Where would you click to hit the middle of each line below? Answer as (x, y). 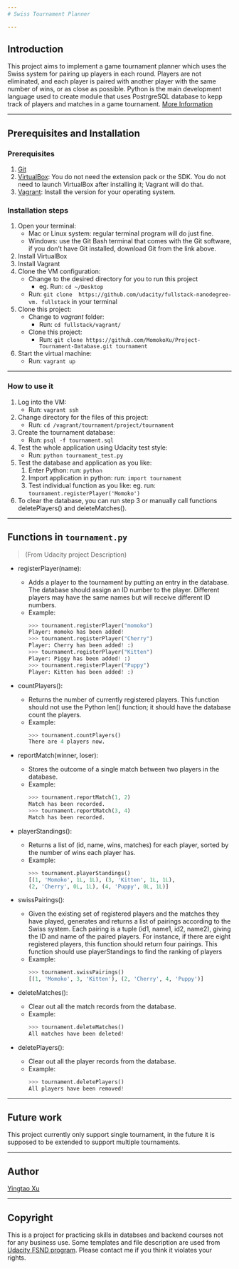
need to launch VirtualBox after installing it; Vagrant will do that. (111, 184)
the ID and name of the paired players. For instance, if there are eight (129, 936)
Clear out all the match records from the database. (102, 1006)
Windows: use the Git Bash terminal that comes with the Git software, (130, 241)
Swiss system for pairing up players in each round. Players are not (104, 74)
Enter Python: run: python (65, 470)
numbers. (42, 605)
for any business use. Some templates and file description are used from (114, 1243)
